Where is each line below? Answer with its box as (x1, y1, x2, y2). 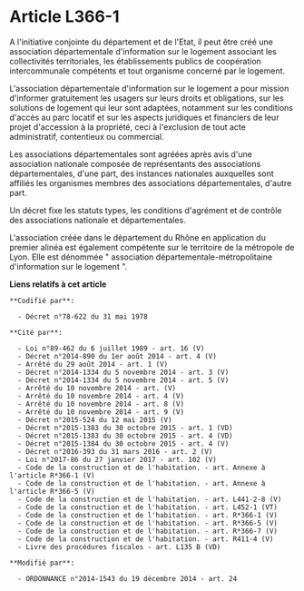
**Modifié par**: (9, 558, 75, 567)
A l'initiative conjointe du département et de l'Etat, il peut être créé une (9, 36, 274, 47)
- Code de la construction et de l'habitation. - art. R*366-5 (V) (17, 518, 279, 527)
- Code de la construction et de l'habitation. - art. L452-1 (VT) (17, 502, 279, 512)
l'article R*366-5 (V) (9, 487, 95, 496)
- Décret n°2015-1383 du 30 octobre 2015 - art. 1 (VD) (17, 423, 233, 432)
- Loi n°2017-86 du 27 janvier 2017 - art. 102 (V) (17, 455, 218, 464)
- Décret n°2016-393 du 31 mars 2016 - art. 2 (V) (17, 447, 213, 456)
